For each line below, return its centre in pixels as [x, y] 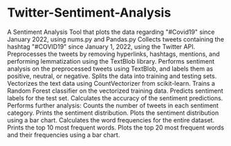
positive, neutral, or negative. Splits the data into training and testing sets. [112, 76]
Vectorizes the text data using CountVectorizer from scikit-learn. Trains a [111, 83]
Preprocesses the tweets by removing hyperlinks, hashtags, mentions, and [113, 54]
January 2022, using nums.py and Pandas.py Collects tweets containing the [116, 39]
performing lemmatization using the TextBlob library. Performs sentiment [111, 61]
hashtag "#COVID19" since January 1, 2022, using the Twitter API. [101, 46]
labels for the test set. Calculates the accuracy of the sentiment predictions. [115, 98]
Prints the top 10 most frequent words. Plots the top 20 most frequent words [116, 127]
